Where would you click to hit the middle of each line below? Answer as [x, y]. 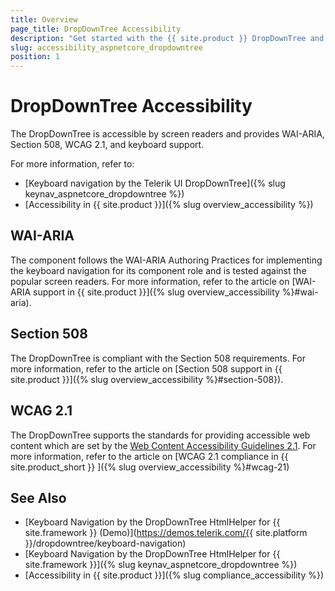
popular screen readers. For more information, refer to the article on [150, 281]
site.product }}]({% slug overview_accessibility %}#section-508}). [147, 379]
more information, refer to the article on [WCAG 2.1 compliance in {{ [149, 456]
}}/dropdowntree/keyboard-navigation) [105, 543]
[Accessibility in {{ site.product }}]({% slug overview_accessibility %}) [169, 205]
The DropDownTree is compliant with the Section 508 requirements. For [158, 358]
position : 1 [35, 57]
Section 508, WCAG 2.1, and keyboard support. [107, 145]
